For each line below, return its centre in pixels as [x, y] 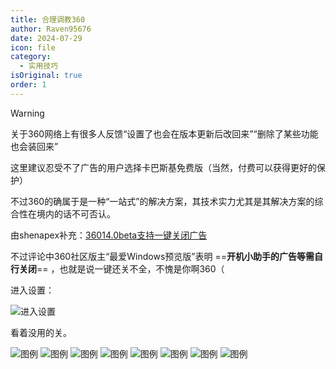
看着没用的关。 [41, 332]
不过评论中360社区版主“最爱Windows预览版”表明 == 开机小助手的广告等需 [162, 256]
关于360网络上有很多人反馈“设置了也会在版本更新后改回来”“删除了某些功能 [164, 133]
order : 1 [28, 85]
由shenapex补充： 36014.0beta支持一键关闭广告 [109, 235]
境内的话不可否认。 [76, 213]
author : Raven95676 [51, 29]
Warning [27, 113]
